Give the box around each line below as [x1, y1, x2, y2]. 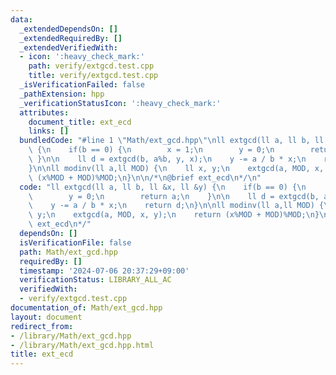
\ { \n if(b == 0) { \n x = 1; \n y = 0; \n [28, 145, 275, 155]
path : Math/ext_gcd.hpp [19, 247, 118, 257]
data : [10, 14, 33, 25]
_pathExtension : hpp [19, 89, 105, 99]
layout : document [10, 312, 83, 322]
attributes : [19, 107, 70, 118]
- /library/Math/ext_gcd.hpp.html [10, 340, 155, 350]
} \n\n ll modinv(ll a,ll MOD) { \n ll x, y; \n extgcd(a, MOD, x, [28, 163, 325, 173]
